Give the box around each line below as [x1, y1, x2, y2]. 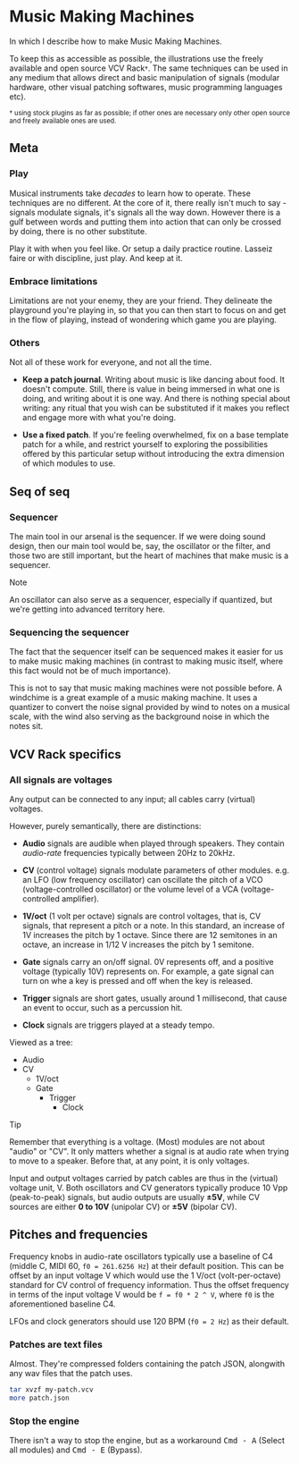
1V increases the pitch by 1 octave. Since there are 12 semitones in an [21, 929, 278, 940]
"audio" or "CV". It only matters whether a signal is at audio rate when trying [9, 1146, 290, 1156]
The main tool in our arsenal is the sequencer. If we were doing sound [9, 530, 266, 542]
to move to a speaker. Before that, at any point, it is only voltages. [9, 1155, 250, 1166]
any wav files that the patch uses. [9, 1368, 133, 1378]
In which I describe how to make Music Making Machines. [9, 36, 222, 47]
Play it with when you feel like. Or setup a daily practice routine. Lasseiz [9, 243, 273, 254]
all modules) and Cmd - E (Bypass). [9, 1444, 143, 1455]
